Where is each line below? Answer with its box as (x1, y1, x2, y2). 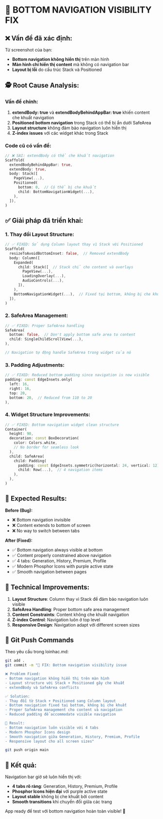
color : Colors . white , (14, 440, 57, 445)
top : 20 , (9, 391, 27, 396)
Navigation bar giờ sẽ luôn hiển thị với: (5, 774, 81, 780)
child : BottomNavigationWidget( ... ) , (17, 189, 95, 194)
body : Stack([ (9, 171, 38, 176)
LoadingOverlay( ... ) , (22, 274, 66, 279)
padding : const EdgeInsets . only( (5, 377, 73, 382)
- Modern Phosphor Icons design (5, 730, 70, 734)
